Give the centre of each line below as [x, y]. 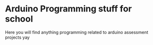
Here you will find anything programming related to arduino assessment [77, 32]
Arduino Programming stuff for [68, 9]
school [19, 19]
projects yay [17, 37]
